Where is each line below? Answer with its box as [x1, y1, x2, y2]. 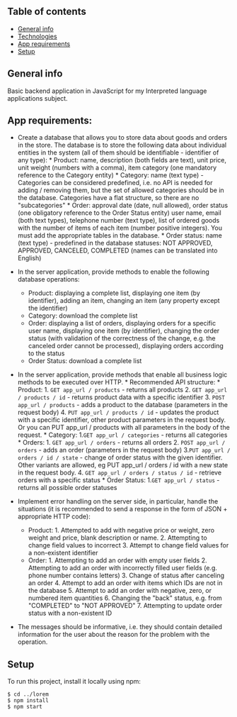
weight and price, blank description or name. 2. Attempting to [28, 533, 207, 542]
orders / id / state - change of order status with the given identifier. [17, 453, 223, 462]
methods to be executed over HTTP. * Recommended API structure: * [17, 378, 221, 387]
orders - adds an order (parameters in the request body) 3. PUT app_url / [17, 446, 231, 455]
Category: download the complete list [28, 311, 138, 320]
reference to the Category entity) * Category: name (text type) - [17, 171, 204, 179]
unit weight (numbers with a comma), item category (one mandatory [17, 163, 217, 172]
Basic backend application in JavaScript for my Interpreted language [7, 87, 207, 95]
